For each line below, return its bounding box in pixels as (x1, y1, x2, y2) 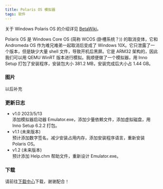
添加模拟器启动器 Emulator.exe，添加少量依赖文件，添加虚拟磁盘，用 (12, 117, 151, 123)
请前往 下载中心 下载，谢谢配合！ (5, 179, 69, 185)
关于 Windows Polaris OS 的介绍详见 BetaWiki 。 (5, 25, 102, 32)
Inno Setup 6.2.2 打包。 (12, 123, 60, 128)
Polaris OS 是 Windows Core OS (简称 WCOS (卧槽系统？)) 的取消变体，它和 (5, 36, 158, 42)
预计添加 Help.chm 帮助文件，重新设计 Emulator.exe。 (12, 153, 121, 159)
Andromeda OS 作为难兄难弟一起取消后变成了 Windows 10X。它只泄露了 (5, 42, 151, 48)
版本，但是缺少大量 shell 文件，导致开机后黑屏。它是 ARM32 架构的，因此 (9, 48, 158, 54)
